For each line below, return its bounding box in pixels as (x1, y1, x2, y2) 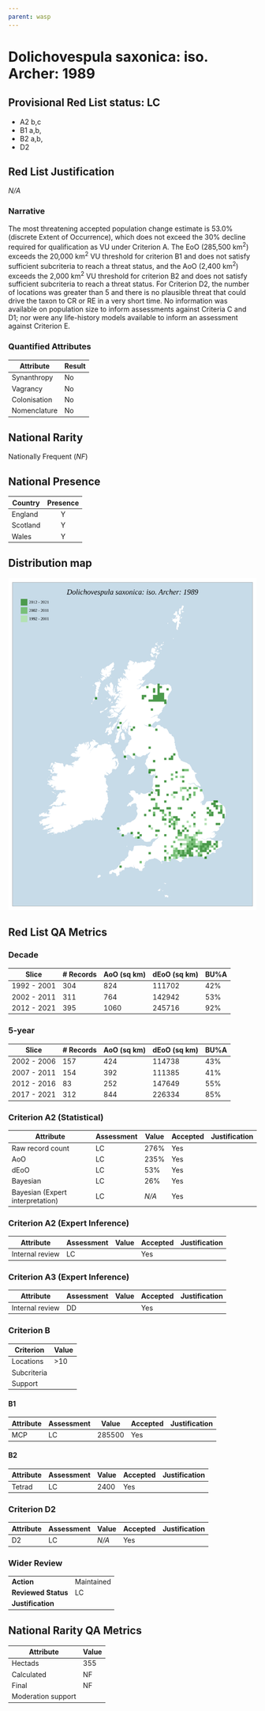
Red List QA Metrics (8, 926, 108, 939)
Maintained (74, 1577, 112, 1586)
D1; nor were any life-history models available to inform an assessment (8, 313, 238, 323)
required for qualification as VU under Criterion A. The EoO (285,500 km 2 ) (8, 240, 249, 251)
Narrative (8, 206, 46, 217)
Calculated (11, 1669, 47, 1679)
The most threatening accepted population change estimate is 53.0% (8, 224, 233, 233)
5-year (8, 1025, 35, 1036)
